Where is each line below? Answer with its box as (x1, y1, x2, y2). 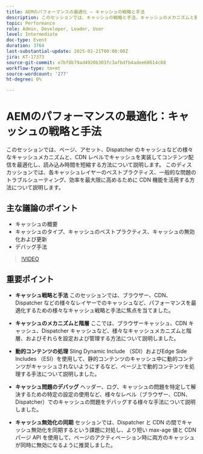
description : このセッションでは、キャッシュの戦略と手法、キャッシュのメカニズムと (6, 15, 195, 21)
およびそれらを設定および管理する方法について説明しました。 (25, 334, 179, 342)
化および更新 (14, 235, 47, 243)
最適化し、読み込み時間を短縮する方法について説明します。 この (16, 161, 177, 168)
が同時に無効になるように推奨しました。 (14, 441, 116, 449)
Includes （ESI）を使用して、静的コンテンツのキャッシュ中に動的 (14, 355, 178, 362)
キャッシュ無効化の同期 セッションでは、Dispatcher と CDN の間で (14, 418, 182, 426)
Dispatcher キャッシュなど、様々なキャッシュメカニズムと (41, 327, 187, 334)
